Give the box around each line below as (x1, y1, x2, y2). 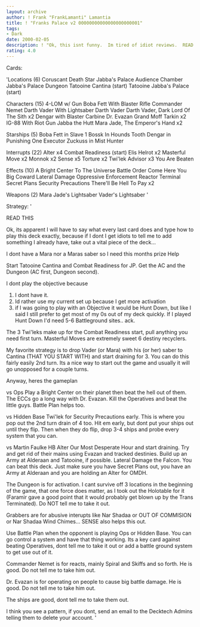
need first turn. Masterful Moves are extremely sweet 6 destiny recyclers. (6, 335, 187, 342)
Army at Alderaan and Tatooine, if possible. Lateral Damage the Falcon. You (6, 456, 192, 464)
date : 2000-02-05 (6, 37, 50, 43)
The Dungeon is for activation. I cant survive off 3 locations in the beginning (6, 480, 193, 488)
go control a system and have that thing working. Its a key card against (6, 535, 180, 543)
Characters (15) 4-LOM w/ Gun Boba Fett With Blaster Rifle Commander (6, 100, 183, 107)
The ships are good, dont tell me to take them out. (6, 596, 129, 603)
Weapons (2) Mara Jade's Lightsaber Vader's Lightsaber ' (6, 191, 149, 198)
